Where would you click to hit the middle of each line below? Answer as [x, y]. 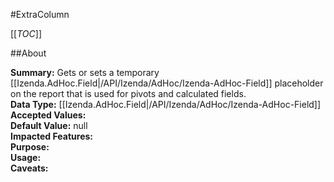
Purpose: [30, 147]
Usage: [26, 157]
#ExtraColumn [40, 14]
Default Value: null [49, 125]
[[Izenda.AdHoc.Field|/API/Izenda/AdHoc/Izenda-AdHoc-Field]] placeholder [167, 83]
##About [28, 53]
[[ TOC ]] [26, 33]
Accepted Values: [48, 115]
